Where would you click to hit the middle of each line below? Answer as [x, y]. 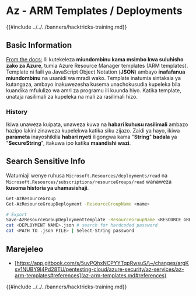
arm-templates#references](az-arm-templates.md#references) [90, 275]
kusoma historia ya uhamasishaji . [48, 187]
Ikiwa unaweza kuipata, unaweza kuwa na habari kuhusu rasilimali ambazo [97, 124]
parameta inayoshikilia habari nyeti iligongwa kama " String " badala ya [92, 137]
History [17, 112]
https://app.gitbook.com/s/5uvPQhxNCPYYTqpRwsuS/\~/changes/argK [103, 263]
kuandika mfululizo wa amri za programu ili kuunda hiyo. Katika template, [94, 90]
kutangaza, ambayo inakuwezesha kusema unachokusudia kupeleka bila [93, 84]
